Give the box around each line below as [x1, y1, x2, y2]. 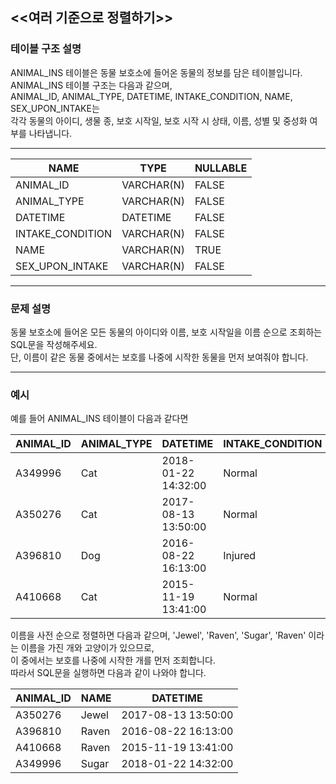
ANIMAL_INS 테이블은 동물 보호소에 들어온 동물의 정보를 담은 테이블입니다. [10, 66, 303, 78]
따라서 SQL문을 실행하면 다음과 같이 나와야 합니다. [10, 667, 207, 679]
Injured [223, 549, 257, 563]
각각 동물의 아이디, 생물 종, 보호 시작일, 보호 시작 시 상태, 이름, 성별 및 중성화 [10, 114, 308, 127]
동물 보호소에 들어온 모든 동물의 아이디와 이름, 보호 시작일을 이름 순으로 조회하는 [10, 326, 323, 338]
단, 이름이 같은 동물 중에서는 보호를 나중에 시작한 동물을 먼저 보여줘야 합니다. [10, 351, 309, 363]
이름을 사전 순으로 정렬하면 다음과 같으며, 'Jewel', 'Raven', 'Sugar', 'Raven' [10, 629, 307, 642]
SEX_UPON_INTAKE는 [10, 102, 100, 114]
